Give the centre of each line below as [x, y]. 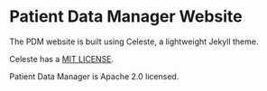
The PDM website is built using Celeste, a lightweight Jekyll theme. [134, 41]
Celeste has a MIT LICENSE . [62, 59]
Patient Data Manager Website [126, 17]
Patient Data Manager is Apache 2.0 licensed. [94, 76]
